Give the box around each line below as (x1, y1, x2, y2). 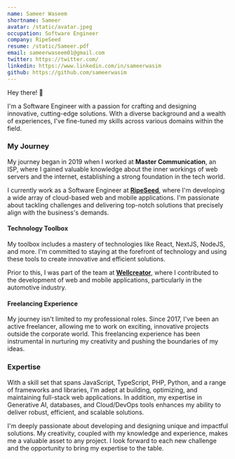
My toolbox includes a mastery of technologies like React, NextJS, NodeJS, (7, 240, 226, 248)
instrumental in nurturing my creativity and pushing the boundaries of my (7, 337, 219, 345)
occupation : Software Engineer (7, 29, 99, 37)
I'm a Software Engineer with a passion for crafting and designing (7, 102, 196, 110)
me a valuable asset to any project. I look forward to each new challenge (7, 436, 217, 445)
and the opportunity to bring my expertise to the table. (7, 444, 164, 452)
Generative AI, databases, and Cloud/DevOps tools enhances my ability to (7, 400, 221, 409)
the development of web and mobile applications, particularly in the (7, 276, 202, 284)
